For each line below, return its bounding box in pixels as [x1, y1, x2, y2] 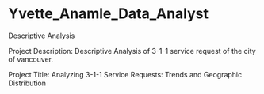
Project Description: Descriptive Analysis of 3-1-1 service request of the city [8, 46, 256, 55]
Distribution [8, 78, 46, 88]
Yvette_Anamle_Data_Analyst [8, 5, 209, 23]
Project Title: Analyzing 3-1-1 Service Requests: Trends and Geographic [8, 70, 243, 79]
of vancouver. [8, 55, 54, 64]
